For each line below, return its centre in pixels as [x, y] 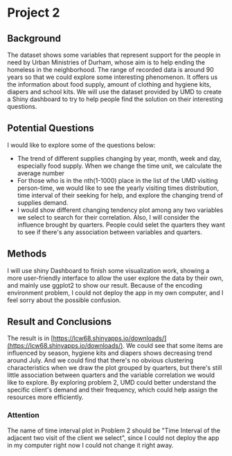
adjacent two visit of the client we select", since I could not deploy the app [113, 437]
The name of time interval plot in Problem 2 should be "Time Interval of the [114, 430]
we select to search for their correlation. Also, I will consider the [108, 217]
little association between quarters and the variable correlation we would [111, 375]
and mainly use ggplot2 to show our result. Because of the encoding [105, 285]
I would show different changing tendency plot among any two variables [120, 210]
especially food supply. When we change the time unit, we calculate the [119, 166]
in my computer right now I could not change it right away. [90, 445]
